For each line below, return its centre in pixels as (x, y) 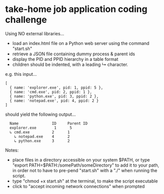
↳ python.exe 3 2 (42, 141)
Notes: (12, 150)
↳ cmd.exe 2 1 (40, 132)
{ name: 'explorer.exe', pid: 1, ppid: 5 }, (56, 88)
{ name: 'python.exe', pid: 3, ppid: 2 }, (54, 96)
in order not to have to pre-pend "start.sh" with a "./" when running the (85, 170)
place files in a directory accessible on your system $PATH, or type (81, 160)
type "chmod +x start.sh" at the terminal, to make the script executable (85, 181)
